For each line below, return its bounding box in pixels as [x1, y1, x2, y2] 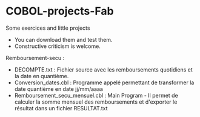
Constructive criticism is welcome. [14, 42, 101, 50]
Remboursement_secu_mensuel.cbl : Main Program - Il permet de [14, 92, 178, 99]
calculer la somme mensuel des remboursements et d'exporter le [14, 98, 178, 105]
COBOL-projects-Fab [5, 4, 114, 18]
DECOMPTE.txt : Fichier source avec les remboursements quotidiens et [14, 65, 193, 73]
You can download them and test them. [14, 36, 113, 43]
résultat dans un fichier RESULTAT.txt [14, 104, 108, 112]
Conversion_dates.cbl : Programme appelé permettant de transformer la [14, 79, 195, 86]
